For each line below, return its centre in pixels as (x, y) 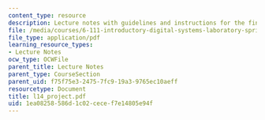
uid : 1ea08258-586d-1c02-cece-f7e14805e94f (81, 103)
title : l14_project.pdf (47, 96)
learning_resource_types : (50, 45)
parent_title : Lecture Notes (56, 67)
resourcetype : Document (47, 89)
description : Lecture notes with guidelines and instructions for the (127, 23)
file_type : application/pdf (54, 37)
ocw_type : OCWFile (38, 60)
